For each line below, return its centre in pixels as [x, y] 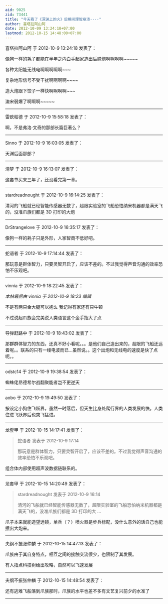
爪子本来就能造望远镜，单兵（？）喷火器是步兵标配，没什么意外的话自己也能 [84, 522]
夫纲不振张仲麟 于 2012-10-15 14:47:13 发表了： [54, 543]
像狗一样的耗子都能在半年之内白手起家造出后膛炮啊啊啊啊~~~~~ [72, 59]
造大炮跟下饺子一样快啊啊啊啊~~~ [40, 91]
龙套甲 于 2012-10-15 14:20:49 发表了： [46, 484]
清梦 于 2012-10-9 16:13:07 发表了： [42, 169]
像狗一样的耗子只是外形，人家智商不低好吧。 [51, 238]
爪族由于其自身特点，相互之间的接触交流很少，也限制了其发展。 [71, 554]
